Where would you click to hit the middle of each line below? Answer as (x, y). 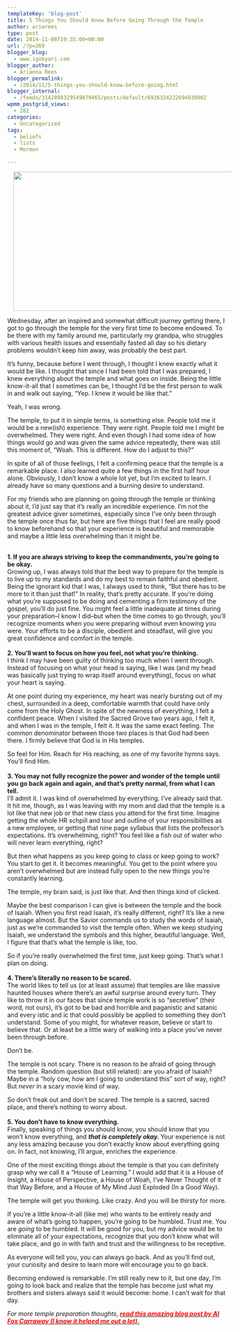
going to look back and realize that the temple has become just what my (110, 1285)
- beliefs (27, 136)
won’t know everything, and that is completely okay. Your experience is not (116, 1136)
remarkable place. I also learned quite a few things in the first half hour (109, 471)
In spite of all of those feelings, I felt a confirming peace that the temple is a (115, 463)
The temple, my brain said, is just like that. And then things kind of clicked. (114, 892)
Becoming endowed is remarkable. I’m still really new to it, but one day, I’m (114, 1278)
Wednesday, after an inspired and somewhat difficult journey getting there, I (116, 320)
